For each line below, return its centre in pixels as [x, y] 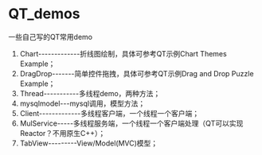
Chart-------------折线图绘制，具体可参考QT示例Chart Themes [123, 53]
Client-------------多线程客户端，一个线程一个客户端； [109, 113]
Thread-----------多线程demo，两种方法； [90, 93]
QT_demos [45, 14]
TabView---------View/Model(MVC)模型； [89, 143]
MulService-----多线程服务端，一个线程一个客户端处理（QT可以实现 [131, 123]
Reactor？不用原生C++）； [63, 133]
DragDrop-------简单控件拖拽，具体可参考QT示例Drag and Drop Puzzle [137, 73]
